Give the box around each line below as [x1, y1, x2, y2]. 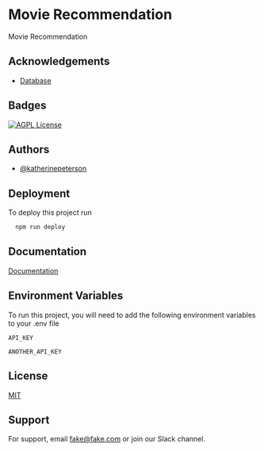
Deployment [8, 186, 71, 200]
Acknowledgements [8, 55, 110, 68]
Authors [8, 143, 50, 156]
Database [19, 75, 52, 85]
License [8, 369, 48, 383]
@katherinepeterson [19, 164, 87, 174]
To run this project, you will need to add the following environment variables [8, 310, 256, 319]
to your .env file [8, 319, 59, 328]
